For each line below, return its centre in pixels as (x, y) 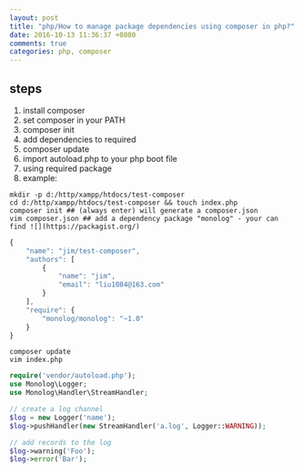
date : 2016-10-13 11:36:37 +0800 (73, 35)
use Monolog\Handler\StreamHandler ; (79, 393)
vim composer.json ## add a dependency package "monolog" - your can (144, 218)
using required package (67, 168)
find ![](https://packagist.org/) (75, 226)
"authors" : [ (50, 259)
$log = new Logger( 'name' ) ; (63, 418)
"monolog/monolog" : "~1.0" (93, 318)
